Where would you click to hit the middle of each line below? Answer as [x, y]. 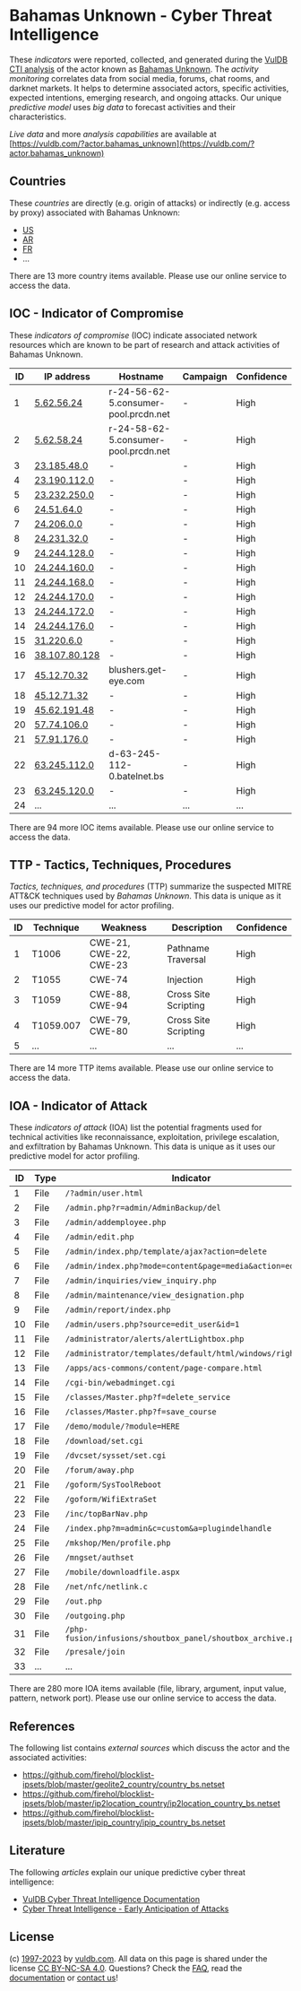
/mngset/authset [99, 1558]
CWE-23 [108, 965]
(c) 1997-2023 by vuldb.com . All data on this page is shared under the [138, 1958]
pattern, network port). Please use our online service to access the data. [143, 1698]
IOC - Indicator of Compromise [96, 313]
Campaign [205, 376]
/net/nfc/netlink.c [107, 1587]
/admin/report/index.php [118, 1310]
